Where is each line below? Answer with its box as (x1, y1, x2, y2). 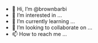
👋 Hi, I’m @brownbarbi (11, 6, 67, 12)
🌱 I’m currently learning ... (11, 18, 75, 24)
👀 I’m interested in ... (11, 12, 62, 19)
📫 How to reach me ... (11, 31, 67, 37)
